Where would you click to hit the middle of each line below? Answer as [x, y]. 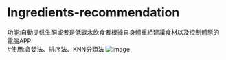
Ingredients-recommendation [93, 13]
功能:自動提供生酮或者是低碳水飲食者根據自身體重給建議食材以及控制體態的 [113, 32]
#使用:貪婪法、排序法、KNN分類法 [56, 49]
